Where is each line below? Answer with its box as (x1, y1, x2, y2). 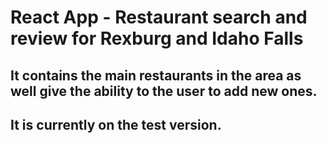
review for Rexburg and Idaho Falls (10, 27, 304, 50)
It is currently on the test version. (10, 116, 222, 133)
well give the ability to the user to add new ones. (10, 82, 318, 100)
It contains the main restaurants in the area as (10, 67, 302, 84)
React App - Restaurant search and (10, 6, 308, 29)
